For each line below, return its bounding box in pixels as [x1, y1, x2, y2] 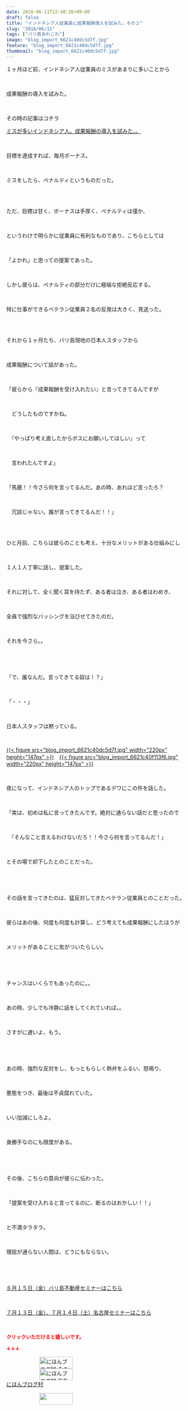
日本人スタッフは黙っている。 [6, 722, 80, 729]
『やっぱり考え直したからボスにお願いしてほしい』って [11, 434, 146, 441]
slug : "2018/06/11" [6, 25, 55, 32]
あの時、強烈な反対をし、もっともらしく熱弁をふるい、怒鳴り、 [6, 1064, 164, 1072]
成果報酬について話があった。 [6, 360, 80, 368]
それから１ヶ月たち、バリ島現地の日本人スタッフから [6, 336, 139, 344]
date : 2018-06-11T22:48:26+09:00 [6, 8, 90, 15]
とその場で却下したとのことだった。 [6, 858, 96, 865]
